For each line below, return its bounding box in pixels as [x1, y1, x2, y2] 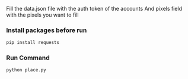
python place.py [6, 67, 46, 73]
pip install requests [6, 40, 60, 46]
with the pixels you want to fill [6, 11, 79, 18]
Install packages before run [6, 26, 87, 34]
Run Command [6, 53, 50, 62]
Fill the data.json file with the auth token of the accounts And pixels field [6, 5, 183, 12]
